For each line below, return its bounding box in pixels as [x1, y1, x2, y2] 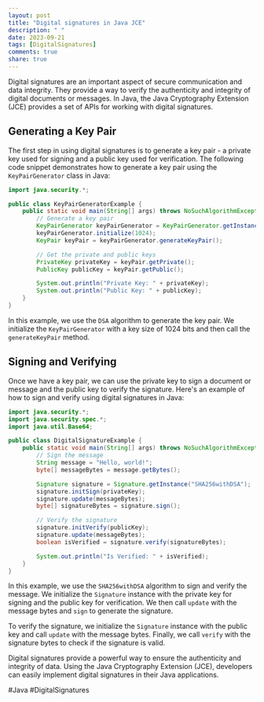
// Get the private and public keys [36, 251, 156, 259]
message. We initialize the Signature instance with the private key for [8, 590, 233, 599]
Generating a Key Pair [8, 125, 116, 138]
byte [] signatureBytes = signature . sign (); [36, 502, 181, 510]
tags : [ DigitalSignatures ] [8, 41, 97, 49]
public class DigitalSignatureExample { [8, 437, 143, 445]
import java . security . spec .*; [8, 415, 108, 423]
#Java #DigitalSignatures [8, 685, 90, 695]
